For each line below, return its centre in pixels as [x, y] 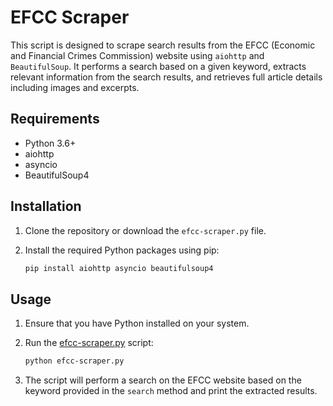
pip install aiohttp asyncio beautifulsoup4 [119, 268]
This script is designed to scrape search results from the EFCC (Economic [163, 45]
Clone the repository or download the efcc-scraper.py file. [145, 230]
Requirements [55, 119]
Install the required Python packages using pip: [122, 250]
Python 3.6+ [50, 143]
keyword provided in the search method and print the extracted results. [171, 391]
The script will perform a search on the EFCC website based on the [163, 380]
